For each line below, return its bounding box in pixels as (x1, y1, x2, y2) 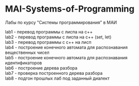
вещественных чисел (5, 50, 50, 55)
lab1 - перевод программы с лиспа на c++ (5, 29, 93, 34)
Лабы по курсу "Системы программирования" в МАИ (5, 19, 117, 25)
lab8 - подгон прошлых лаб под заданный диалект (5, 75, 110, 81)
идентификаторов (5, 60, 42, 66)
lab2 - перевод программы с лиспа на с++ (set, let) (5, 34, 112, 40)
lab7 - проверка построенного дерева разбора (5, 70, 103, 76)
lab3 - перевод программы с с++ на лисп (5, 39, 91, 45)
